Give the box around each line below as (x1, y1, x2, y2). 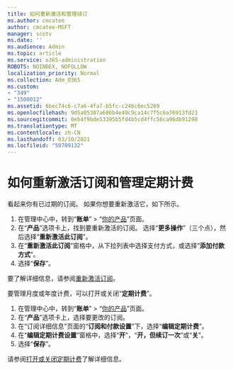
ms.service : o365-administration (7, 57, 106, 64)
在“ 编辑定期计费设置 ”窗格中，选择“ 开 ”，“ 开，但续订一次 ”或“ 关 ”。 (17, 331, 208, 340)
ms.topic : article (7, 50, 62, 57)
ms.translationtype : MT (7, 122, 78, 130)
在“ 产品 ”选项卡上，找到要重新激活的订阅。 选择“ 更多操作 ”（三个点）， (17, 224, 220, 232)
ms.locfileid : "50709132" (7, 142, 84, 150)
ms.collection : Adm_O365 (7, 76, 81, 84)
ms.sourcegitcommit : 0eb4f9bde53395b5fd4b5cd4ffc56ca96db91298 (7, 116, 198, 123)
